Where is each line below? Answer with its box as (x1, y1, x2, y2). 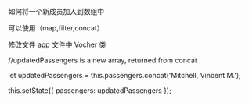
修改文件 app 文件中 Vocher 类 (8, 40, 106, 49)
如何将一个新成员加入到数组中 (8, 7, 104, 16)
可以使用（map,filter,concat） (8, 23, 104, 33)
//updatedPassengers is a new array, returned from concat (8, 55, 198, 65)
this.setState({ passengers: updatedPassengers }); (8, 86, 172, 95)
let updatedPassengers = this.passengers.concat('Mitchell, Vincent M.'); (8, 71, 241, 80)
